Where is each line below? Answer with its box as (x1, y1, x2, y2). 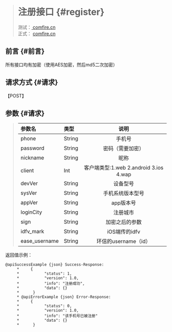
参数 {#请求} (5, 109, 45, 117)
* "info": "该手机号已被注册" (16, 314, 98, 319)
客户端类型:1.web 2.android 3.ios (83, 164, 164, 171)
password (20, 144, 45, 152)
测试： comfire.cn (17, 24, 56, 30)
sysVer (20, 190, 37, 197)
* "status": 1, (16, 271, 72, 276)
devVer (20, 180, 38, 187)
